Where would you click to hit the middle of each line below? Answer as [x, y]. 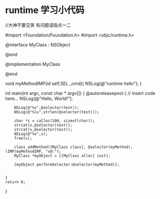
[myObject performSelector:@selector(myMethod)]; [67, 164]
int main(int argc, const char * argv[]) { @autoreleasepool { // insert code [80, 93]
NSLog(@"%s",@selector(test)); [47, 107]
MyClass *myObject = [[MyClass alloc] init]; [62, 155]
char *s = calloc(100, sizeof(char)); [54, 120]
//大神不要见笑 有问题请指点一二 [38, 25]
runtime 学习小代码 [45, 10]
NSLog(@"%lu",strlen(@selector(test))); [57, 112]
